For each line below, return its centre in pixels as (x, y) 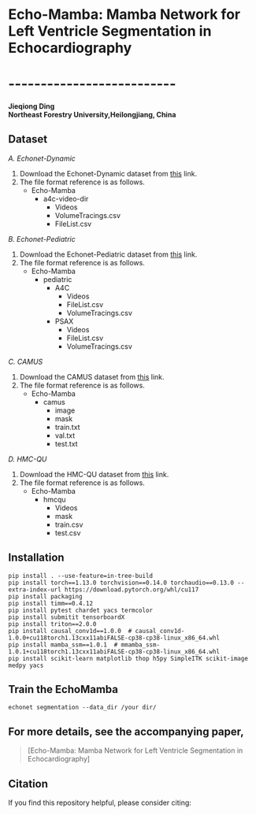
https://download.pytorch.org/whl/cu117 (132, 589)
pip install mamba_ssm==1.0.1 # (63, 645)
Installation (36, 558)
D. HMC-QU (28, 459)
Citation (28, 784)
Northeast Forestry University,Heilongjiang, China (92, 114)
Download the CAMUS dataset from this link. (92, 376)
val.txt (65, 435)
